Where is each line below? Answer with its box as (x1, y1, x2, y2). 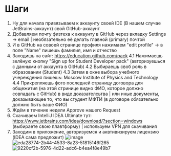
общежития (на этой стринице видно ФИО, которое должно (12, 85, 144, 91)
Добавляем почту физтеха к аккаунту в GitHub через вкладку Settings (12, 31, 166, 37)
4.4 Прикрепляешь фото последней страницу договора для (12, 80, 143, 86)
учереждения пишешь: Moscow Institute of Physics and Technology (12, 74, 159, 80)
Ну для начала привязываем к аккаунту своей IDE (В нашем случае (12, 20, 161, 26)
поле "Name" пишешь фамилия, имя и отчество (12, 47, 117, 53)
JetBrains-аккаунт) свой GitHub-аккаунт (12, 25, 100, 31)
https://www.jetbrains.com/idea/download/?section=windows (12, 118, 143, 124)
